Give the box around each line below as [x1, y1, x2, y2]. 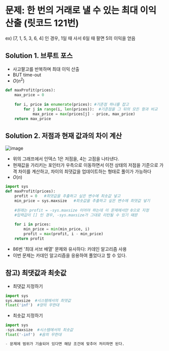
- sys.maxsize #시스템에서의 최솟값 [5, 328, 74, 333]
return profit [14, 236, 44, 241]
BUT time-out [12, 72, 42, 78]
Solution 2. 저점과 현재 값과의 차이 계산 [5, 131, 122, 140]
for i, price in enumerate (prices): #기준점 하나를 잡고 [14, 102, 129, 107]
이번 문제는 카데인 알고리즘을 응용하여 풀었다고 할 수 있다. [12, 252, 127, 258]
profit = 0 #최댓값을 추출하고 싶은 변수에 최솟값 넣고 [14, 194, 121, 199]
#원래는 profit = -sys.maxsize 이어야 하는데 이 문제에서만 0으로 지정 [14, 208, 149, 213]
